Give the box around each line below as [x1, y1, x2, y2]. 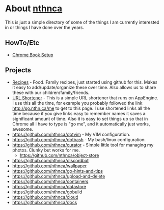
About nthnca [5, 3, 62, 14]
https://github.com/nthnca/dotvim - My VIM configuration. [12, 131, 131, 137]
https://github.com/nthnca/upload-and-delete [12, 173, 105, 179]
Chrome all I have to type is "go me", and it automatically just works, [12, 121, 150, 127]
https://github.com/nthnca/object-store [19, 152, 99, 158]
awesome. [12, 126, 33, 132]
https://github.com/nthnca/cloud [12, 194, 79, 200]
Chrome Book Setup [12, 52, 54, 58]
